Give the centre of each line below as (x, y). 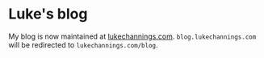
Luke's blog (48, 14)
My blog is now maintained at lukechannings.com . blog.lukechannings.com (132, 36)
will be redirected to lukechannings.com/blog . (84, 44)
